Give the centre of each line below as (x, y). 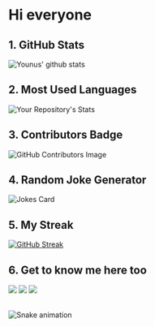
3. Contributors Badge (66, 135)
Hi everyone (50, 15)
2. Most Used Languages (73, 90)
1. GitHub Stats (47, 45)
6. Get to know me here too (78, 270)
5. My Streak (41, 225)
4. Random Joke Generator (77, 180)
